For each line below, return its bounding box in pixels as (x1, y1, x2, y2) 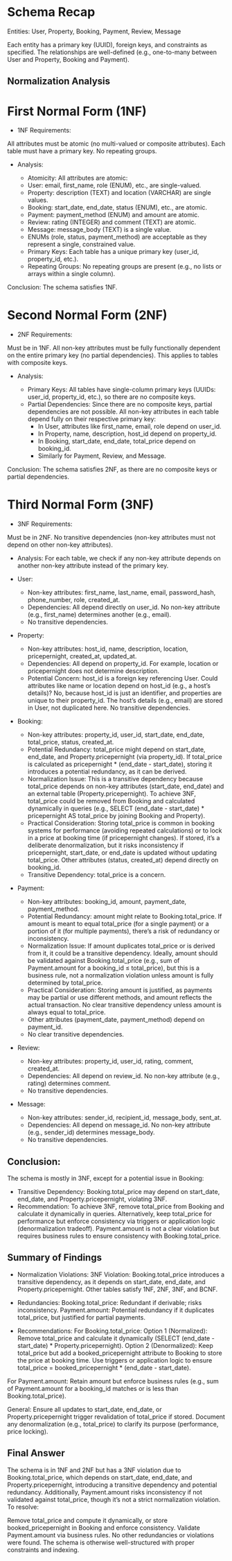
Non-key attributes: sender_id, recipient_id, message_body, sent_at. (27, 1114, 222, 1122)
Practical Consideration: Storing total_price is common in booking (27, 819, 215, 828)
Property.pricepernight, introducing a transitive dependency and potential (7, 1481, 217, 1489)
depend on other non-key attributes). (7, 540, 113, 549)
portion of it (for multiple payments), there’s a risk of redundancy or (27, 927, 220, 935)
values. (27, 196, 48, 205)
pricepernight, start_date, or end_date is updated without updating (27, 848, 217, 857)
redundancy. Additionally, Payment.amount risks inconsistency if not (7, 1487, 202, 1496)
